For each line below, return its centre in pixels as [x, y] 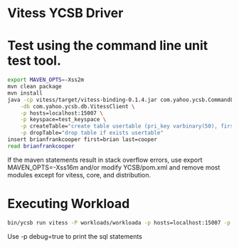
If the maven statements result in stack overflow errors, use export [105, 160]
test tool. [34, 61]
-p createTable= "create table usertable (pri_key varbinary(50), [119, 126]
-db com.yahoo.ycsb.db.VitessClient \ [78, 106]
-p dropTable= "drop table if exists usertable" [92, 133]
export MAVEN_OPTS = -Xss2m [46, 80]
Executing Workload [69, 203]
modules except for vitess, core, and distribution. [79, 175]
